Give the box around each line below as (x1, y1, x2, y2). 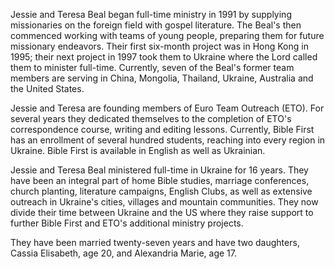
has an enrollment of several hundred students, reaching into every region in (10, 134, 326, 146)
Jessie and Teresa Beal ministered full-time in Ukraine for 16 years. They (10, 164, 309, 176)
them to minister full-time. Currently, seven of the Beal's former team (10, 62, 295, 73)
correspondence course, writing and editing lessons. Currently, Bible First (10, 124, 315, 135)
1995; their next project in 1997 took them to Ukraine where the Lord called (10, 51, 318, 63)
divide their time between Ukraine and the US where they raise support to (10, 207, 314, 218)
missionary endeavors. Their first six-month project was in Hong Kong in (10, 40, 309, 52)
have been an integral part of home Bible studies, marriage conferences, (10, 175, 310, 186)
